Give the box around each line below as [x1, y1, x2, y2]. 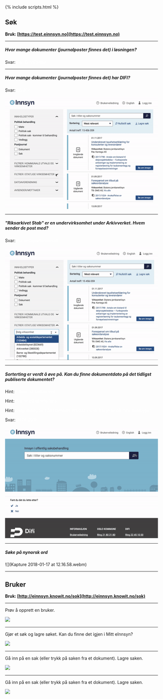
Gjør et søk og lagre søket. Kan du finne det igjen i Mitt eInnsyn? [5, 631, 133, 637]
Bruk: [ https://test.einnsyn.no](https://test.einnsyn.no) [5, 31, 120, 37]
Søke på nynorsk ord [5, 549, 48, 555]
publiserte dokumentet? [5, 376, 55, 382]
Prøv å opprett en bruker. [5, 607, 55, 613]
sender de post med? [5, 225, 49, 231]
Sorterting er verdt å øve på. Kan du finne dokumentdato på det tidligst [5, 371, 152, 377]
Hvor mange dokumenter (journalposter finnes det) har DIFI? [5, 75, 130, 81]
